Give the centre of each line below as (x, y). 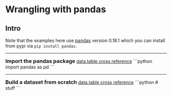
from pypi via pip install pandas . (41, 46)
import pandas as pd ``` (30, 67)
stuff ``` (13, 88)
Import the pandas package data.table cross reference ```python (79, 61)
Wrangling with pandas (56, 9)
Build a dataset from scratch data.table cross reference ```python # (82, 82)
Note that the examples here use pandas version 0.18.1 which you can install (85, 40)
